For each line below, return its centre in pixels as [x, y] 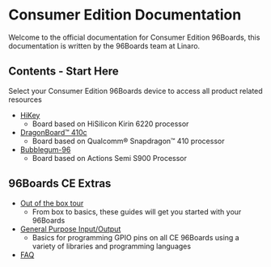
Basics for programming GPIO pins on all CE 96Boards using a [136, 237]
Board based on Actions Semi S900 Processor [110, 158]
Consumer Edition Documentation [125, 15]
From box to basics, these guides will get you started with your [137, 211]
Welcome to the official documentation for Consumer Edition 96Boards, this [134, 37]
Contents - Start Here [64, 72]
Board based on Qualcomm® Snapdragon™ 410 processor [128, 141]
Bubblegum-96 [45, 149]
